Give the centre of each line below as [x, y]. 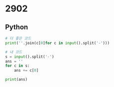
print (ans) [16, 80]
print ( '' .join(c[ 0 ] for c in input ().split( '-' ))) [57, 43]
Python [17, 27]
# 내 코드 [14, 52]
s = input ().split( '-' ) [30, 57]
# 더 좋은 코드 [18, 38]
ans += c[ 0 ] [26, 71]
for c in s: [17, 66]
